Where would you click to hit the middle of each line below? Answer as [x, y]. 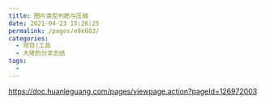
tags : [17, 61]
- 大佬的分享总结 [41, 53]
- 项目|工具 [33, 46]
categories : [28, 38]
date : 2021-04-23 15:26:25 [54, 23]
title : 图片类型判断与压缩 [49, 16]
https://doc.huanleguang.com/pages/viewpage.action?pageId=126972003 [133, 91]
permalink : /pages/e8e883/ [54, 31]
